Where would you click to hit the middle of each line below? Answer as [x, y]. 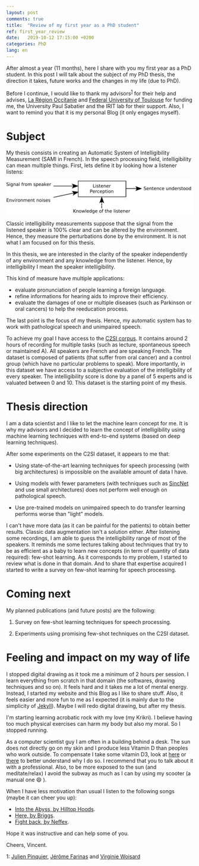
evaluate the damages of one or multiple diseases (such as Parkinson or [103, 303]
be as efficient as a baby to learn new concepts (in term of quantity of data [98, 550]
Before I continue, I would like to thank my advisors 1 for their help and [91, 92]
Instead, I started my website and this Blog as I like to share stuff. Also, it [95, 693]
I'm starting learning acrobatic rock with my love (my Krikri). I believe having [99, 717]
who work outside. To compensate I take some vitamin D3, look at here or [96, 754]
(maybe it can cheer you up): [42, 797]
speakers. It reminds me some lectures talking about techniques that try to [97, 544]
